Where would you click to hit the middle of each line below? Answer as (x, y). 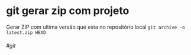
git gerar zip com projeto (68, 11)
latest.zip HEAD (26, 32)
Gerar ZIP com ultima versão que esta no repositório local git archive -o (96, 27)
